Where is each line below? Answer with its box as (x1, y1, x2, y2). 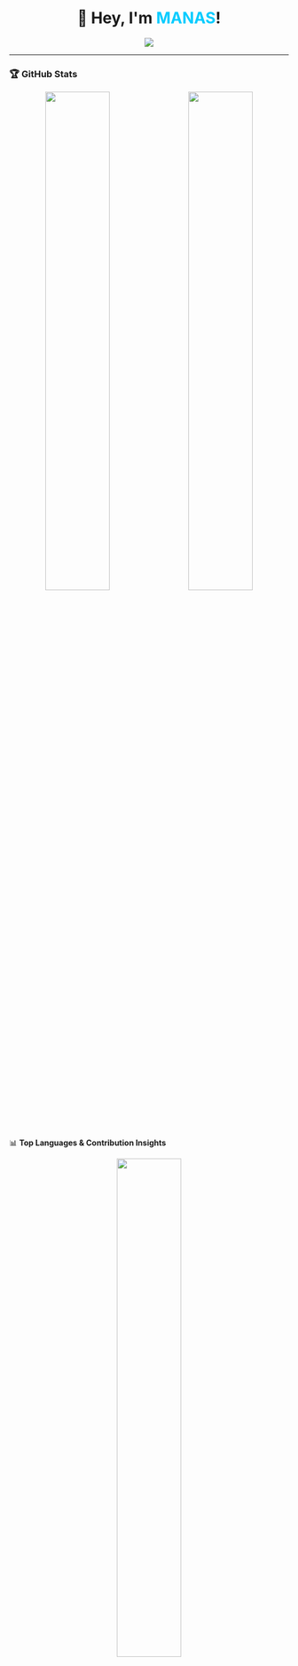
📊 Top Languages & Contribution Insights (9, 1137, 167, 1148)
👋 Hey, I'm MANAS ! (76, 8, 222, 28)
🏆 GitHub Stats (9, 67, 78, 80)
